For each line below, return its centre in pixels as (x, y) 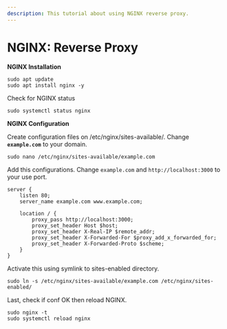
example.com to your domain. (47, 144)
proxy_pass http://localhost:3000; (83, 220)
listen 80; (35, 195)
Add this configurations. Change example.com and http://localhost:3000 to (114, 169)
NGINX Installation (34, 67)
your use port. (27, 177)
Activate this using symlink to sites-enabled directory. (83, 268)
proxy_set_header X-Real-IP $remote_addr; (94, 231)
